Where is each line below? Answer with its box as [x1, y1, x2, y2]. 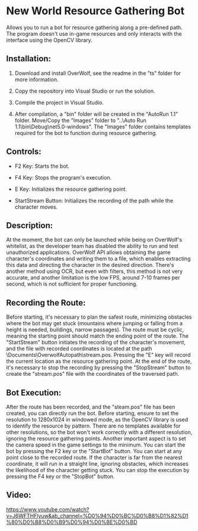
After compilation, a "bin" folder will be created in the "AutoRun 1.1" [14, 110, 178, 117]
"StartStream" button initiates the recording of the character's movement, [6, 339, 186, 346]
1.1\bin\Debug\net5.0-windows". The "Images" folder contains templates [14, 123, 191, 130]
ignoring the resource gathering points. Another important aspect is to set [6, 435, 187, 442]
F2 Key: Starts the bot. [14, 162, 70, 169]
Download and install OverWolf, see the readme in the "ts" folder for [14, 70, 181, 77]
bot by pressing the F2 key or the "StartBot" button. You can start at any [6, 448, 183, 454]
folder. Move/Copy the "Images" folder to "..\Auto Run [14, 117, 146, 124]
